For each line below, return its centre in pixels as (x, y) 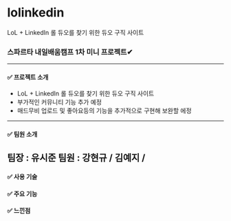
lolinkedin (36, 13)
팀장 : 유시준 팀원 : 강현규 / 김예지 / (76, 158)
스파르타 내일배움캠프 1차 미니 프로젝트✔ (70, 51)
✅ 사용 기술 (22, 177)
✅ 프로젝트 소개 (28, 77)
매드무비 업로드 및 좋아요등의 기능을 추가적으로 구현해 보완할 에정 (104, 110)
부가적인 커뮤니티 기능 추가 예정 (59, 102)
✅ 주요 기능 (22, 194)
